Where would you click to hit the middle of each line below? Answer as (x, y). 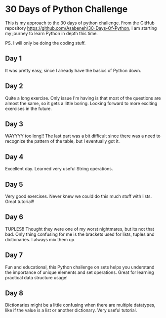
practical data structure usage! (36, 277)
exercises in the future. (28, 108)
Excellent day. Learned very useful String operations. (59, 169)
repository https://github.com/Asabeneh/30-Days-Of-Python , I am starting (81, 28)
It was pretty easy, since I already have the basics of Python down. (73, 70)
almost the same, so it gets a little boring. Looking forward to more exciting (81, 103)
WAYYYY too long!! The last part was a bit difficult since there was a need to (83, 136)
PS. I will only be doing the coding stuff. (45, 43)
